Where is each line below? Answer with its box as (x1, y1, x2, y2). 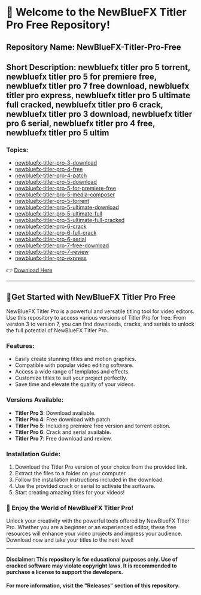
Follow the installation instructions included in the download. (14, 476, 165, 483)
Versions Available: (6, 396, 64, 404)
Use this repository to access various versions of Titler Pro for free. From (6, 314, 187, 321)
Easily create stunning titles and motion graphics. (14, 356, 136, 363)
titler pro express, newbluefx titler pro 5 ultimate (6, 90, 190, 101)
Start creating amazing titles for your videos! (14, 488, 125, 496)
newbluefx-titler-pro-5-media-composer (14, 191, 115, 198)
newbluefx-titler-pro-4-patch (14, 172, 87, 179)
